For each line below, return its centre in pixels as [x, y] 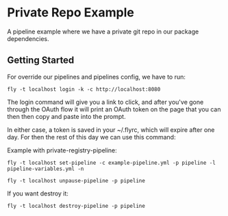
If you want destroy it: [38, 193]
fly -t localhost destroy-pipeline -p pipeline [76, 206]
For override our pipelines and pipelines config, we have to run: [97, 77]
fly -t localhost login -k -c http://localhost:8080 [84, 89]
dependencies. [28, 38]
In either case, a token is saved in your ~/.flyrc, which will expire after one [111, 130]
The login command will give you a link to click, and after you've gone [105, 102]
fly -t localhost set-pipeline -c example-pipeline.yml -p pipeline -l [111, 163]
